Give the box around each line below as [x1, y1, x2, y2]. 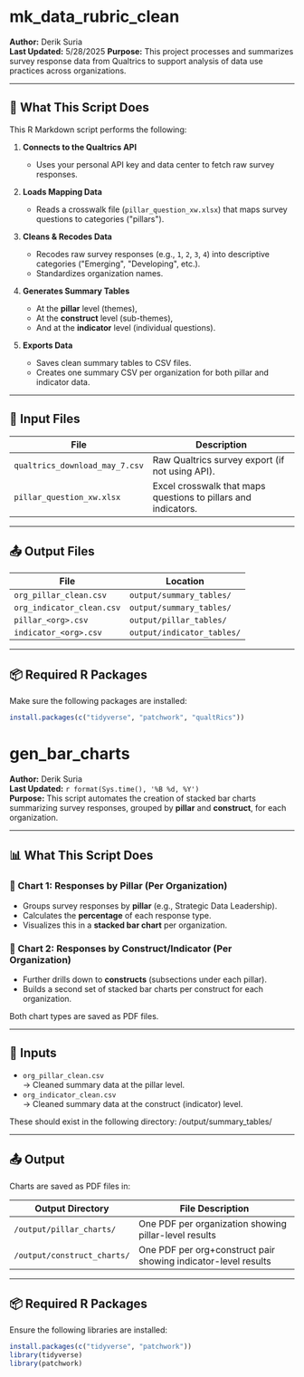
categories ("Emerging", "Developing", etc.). [35, 258, 201, 269]
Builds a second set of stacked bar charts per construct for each [22, 983, 264, 994]
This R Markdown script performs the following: [9, 124, 187, 135]
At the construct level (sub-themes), [35, 313, 174, 323]
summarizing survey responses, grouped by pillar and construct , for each [9, 803, 287, 813]
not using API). [152, 465, 215, 477]
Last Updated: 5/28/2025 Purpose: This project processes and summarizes [9, 45, 294, 56]
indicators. [152, 502, 197, 515]
